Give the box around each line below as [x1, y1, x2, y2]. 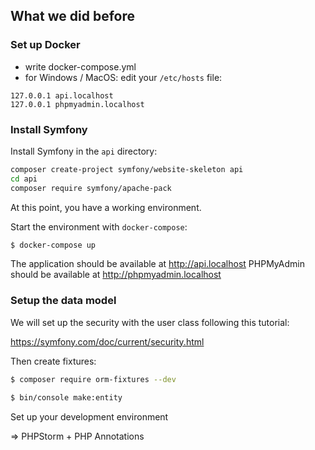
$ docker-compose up [10, 240, 97, 250]
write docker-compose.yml [24, 60, 137, 73]
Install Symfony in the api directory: [10, 145, 158, 157]
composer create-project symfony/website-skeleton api [10, 164, 244, 174]
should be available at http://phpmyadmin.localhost [10, 269, 222, 281]
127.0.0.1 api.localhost [10, 90, 114, 101]
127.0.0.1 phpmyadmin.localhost [10, 99, 145, 109]
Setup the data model [10, 294, 117, 308]
